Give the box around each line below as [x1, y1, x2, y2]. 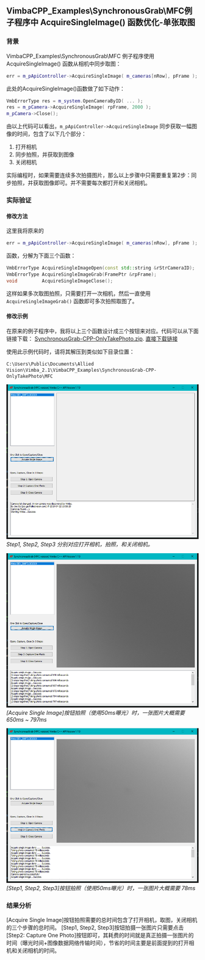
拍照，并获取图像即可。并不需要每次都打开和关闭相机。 [11, 180, 151, 187]
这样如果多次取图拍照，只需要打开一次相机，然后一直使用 [6, 290, 151, 297]
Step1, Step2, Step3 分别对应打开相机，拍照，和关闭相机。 [6, 540, 154, 548]
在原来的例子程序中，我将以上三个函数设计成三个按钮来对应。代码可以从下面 [6, 327, 199, 335]
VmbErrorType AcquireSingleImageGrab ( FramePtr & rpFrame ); [6, 271, 157, 278]
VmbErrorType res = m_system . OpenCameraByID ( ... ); [6, 97, 143, 104]
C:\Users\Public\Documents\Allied [6, 361, 95, 368]
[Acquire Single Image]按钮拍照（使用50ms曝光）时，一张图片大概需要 [6, 709, 185, 717]
